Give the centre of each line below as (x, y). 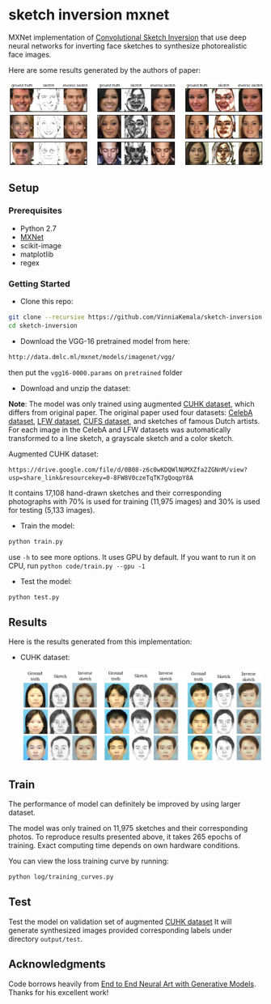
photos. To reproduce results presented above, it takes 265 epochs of (125, 837)
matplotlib (37, 254)
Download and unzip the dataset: (75, 388)
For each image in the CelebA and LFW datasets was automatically (120, 430)
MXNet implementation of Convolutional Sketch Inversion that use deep (127, 37)
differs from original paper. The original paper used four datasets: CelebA (131, 412)
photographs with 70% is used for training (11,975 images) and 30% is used (134, 501)
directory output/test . (46, 938)
